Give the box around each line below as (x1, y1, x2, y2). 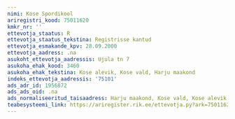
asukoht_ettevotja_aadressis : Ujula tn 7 (7, 56, 130, 63)
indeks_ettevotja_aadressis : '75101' (7, 75, 117, 83)
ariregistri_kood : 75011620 (7, 17, 90, 24)
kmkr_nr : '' (7, 23, 42, 30)
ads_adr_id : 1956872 (7, 82, 68, 89)
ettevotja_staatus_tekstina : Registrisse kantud (7, 36, 152, 43)
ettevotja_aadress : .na (7, 50, 77, 57)
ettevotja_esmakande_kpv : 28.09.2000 (7, 43, 117, 50)
